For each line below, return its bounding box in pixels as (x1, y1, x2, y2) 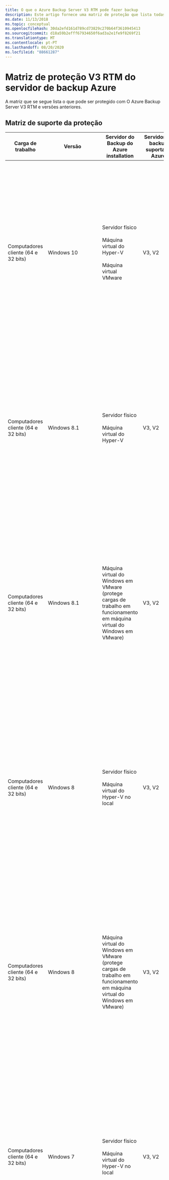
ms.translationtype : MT (5, 36, 55, 41)
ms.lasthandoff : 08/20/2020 (5, 45, 64, 50)
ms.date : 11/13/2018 (5, 17, 49, 22)
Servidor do (105, 134, 135, 141)
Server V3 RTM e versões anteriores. (5, 104, 82, 110)
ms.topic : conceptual (5, 21, 51, 27)
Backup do (107, 140, 133, 147)
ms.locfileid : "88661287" (5, 49, 59, 54)
